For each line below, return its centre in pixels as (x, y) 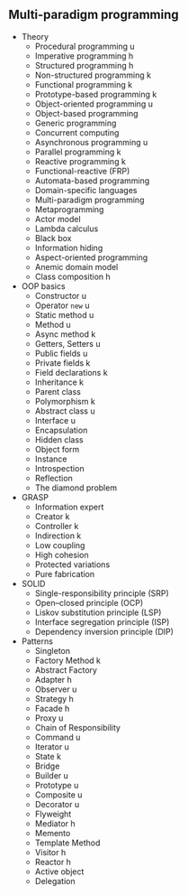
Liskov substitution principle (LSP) (98, 612)
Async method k (65, 334)
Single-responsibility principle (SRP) (102, 593)
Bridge (47, 766)
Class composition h (73, 276)
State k (48, 756)
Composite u (58, 795)
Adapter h (54, 679)
